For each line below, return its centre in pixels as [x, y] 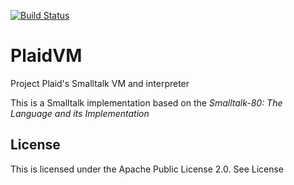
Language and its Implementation [80, 113]
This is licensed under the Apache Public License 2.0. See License [147, 169]
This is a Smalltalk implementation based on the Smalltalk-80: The [146, 102]
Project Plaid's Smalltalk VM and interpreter [100, 83]
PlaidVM [46, 56]
